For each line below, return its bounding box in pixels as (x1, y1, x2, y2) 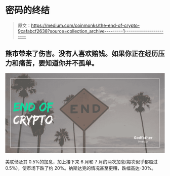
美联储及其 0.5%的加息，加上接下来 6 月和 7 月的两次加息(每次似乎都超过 (5, 158, 158, 165)
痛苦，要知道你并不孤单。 (18, 59, 99, 67)
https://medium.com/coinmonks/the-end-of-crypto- (31, 22, 140, 28)
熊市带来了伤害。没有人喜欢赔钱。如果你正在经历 (5, 49, 158, 58)
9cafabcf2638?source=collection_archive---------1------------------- (17, 28, 163, 34)
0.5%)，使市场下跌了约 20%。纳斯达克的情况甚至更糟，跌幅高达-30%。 (5, 165, 156, 171)
